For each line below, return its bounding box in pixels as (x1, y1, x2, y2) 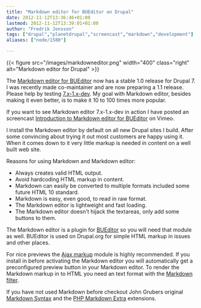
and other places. (6, 239, 50, 246)
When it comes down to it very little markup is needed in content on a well (6, 139, 191, 146)
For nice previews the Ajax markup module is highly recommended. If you (6, 251, 190, 258)
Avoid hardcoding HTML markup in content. (15, 176, 125, 182)
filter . (6, 276, 19, 284)
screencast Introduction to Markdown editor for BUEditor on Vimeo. (6, 115, 174, 122)
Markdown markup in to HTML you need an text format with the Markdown (6, 270, 193, 277)
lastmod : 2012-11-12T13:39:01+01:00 (6, 20, 99, 26)
